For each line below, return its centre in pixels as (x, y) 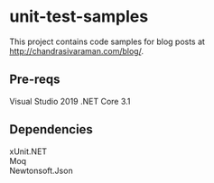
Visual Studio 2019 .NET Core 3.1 (70, 101)
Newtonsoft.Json (42, 170)
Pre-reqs (35, 80)
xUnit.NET (28, 151)
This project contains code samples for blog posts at (107, 41)
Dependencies (51, 129)
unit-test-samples (79, 17)
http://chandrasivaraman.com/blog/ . (77, 50)
